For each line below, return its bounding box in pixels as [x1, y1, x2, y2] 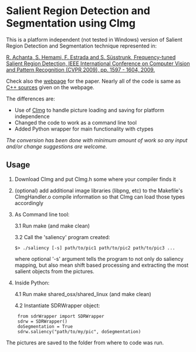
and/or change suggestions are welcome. [6, 143, 107, 150]
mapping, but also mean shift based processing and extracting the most [14, 262, 189, 269]
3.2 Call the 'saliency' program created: [14, 233, 110, 240]
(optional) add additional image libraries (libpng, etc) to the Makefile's [14, 187, 183, 194]
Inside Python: [14, 279, 50, 286]
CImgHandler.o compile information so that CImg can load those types [14, 193, 185, 200]
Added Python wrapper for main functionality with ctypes [14, 125, 154, 132]
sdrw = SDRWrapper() [17, 319, 67, 324]
